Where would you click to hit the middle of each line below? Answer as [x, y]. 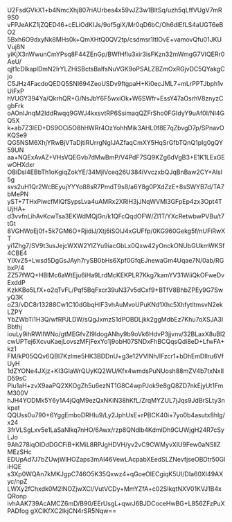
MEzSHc [20, 452]
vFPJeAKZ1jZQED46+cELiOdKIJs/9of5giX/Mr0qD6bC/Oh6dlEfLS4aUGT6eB [115, 25]
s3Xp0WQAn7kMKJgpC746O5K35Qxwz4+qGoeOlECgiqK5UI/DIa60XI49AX [115, 474]
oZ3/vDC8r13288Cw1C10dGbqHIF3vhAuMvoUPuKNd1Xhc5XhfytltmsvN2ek [115, 305]
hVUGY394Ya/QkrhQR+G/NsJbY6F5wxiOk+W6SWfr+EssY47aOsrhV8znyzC [115, 98]
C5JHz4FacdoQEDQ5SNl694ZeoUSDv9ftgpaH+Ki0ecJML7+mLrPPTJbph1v [115, 84]
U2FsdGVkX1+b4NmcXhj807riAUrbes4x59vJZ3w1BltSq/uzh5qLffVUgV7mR [115, 10]
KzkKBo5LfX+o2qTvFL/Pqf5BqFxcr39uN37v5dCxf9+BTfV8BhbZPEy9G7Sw [115, 290]
